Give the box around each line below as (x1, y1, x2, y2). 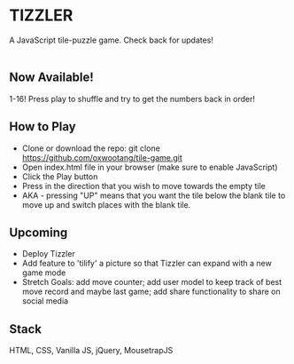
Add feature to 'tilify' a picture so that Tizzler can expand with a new (21, 258, 272, 269)
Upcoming (9, 225, 68, 240)
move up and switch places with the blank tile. (21, 199, 191, 210)
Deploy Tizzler (21, 249, 75, 259)
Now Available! (9, 70, 95, 85)
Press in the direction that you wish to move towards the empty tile (21, 180, 266, 191)
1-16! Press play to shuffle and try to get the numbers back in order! (9, 93, 255, 104)
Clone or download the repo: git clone (21, 143, 161, 154)
